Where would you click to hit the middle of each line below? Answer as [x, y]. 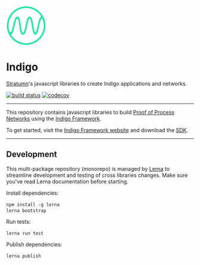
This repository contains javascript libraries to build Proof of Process [90, 112]
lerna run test [25, 233]
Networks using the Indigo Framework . [54, 119]
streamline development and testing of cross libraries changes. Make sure [97, 175]
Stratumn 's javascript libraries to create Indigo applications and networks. [97, 83]
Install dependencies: [32, 193]
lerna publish [24, 256]
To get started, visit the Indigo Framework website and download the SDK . [97, 130]
